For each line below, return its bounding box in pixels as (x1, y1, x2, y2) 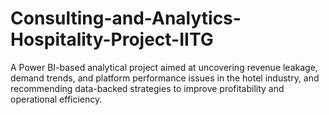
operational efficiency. (10, 93, 103, 105)
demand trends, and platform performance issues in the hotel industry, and (10, 72, 320, 84)
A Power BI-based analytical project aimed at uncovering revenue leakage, (10, 61, 318, 73)
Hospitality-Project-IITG (10, 28, 214, 51)
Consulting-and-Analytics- (10, 7, 242, 30)
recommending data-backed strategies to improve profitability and (10, 82, 285, 94)
